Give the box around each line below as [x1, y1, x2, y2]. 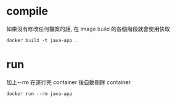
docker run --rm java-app [6, 90, 72, 97]
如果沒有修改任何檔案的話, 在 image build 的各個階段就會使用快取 [6, 25, 170, 32]
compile [6, 4, 48, 18]
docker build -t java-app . [6, 37, 78, 43]
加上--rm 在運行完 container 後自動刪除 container [6, 78, 131, 86]
